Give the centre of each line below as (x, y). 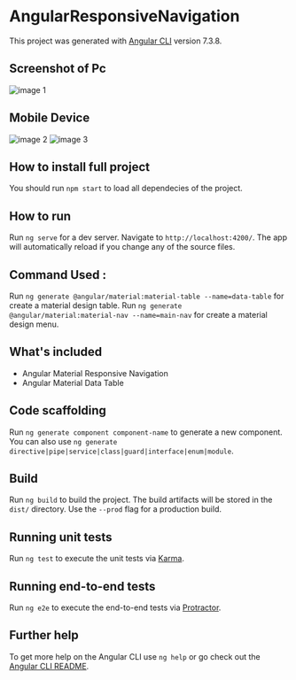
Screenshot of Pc (58, 69)
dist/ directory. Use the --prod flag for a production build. (115, 509)
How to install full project (80, 167)
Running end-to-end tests (82, 586)
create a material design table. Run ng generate (96, 305)
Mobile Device (50, 118)
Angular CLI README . (49, 666)
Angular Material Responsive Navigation (95, 373)
